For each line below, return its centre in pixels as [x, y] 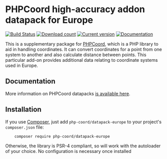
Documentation [30, 81]
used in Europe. [22, 65]
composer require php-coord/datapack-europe [62, 136]
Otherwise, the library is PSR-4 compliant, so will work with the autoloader [83, 146]
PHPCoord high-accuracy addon [75, 9]
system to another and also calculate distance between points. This [76, 55]
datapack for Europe [49, 20]
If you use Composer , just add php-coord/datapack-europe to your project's [83, 122]
